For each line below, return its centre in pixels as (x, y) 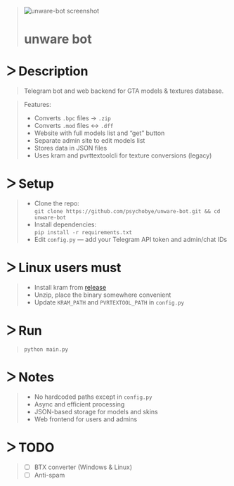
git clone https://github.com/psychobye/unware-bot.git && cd (127, 212)
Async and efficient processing (79, 404)
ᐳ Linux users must (64, 268)
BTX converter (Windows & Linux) (83, 467)
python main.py (46, 349)
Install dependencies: (65, 224)
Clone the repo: (57, 203)
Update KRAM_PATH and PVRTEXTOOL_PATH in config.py (109, 302)
